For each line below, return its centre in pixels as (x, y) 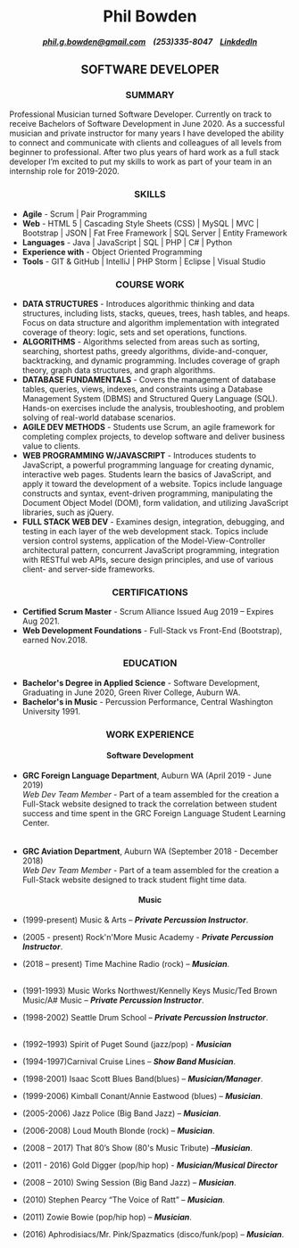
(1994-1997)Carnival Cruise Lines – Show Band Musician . (129, 1061)
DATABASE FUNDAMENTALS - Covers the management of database (149, 380)
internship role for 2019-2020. (65, 171)
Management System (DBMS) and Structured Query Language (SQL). (150, 399)
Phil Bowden (150, 17)
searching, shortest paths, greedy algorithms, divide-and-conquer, (145, 351)
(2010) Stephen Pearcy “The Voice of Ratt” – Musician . (124, 1199)
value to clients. (51, 446)
